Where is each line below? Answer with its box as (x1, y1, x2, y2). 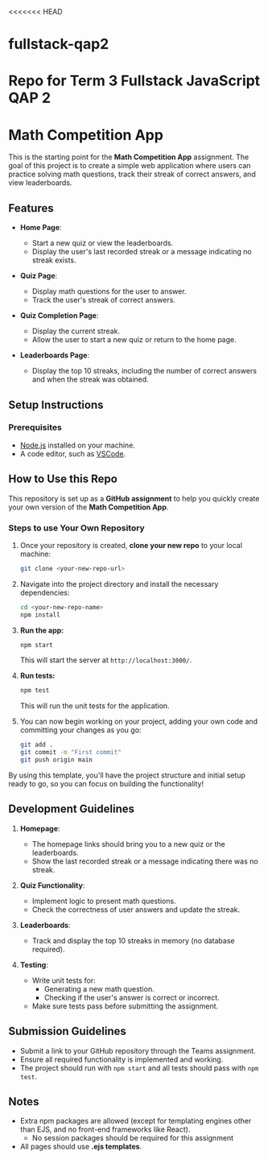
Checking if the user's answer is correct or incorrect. (43, 992, 220, 1002)
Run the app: (19, 625, 64, 635)
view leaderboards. (8, 178, 72, 188)
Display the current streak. (31, 326, 121, 336)
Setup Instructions (8, 398, 104, 411)
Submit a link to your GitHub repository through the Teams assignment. (19, 1046, 256, 1055)
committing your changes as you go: (19, 725, 142, 735)
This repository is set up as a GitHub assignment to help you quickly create (8, 493, 260, 503)
